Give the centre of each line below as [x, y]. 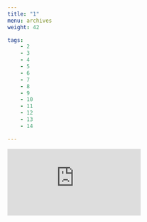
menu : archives [30, 21]
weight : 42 [23, 27]
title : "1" [23, 14]
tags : [15, 40]
